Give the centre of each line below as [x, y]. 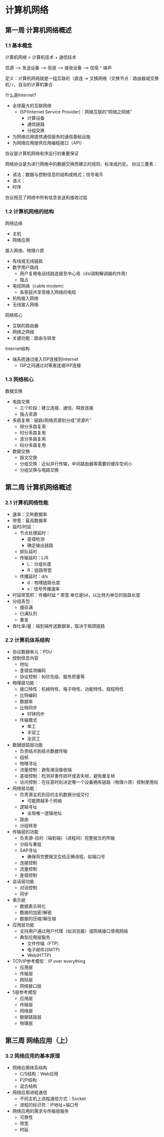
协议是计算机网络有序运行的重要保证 [42, 153]
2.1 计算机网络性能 [27, 502]
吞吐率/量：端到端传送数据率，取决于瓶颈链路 [59, 626]
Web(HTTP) [39, 955]
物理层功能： [25, 683]
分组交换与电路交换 [39, 470]
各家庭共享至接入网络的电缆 [48, 292]
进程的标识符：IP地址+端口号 [49, 1105]
